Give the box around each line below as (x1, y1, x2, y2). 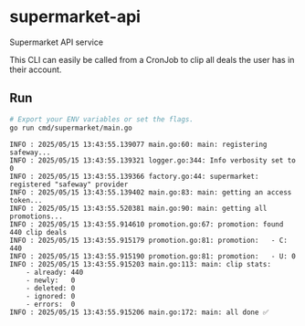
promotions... (9, 212, 64, 221)
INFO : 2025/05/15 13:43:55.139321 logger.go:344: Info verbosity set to (9, 155, 297, 165)
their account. (9, 64, 62, 75)
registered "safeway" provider (9, 180, 129, 189)
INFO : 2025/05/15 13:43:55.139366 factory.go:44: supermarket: (9, 172, 259, 181)
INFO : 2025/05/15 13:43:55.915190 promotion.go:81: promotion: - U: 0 (9, 251, 297, 261)
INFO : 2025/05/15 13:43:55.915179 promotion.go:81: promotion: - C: (9, 236, 288, 245)
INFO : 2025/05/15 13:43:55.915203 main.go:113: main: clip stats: (9, 259, 272, 268)
